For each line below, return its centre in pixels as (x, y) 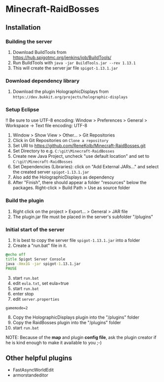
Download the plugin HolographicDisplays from (61, 92)
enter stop (23, 293)
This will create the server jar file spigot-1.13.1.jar (65, 68)
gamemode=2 (17, 308)
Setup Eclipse (22, 110)
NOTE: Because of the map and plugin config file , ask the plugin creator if (81, 337)
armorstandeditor (31, 375)
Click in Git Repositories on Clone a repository (61, 141)
